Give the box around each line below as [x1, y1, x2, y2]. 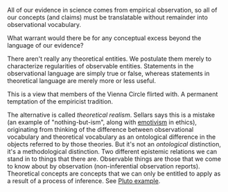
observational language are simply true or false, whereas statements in [7, 69, 210, 77]
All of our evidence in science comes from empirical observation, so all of [7, 6, 218, 14]
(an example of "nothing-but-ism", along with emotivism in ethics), [7, 118, 198, 126]
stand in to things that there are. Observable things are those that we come [7, 155, 222, 163]
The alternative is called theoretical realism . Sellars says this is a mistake [7, 111, 216, 119]
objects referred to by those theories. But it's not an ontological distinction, [7, 140, 222, 148]
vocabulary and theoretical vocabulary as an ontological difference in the [7, 133, 216, 141]
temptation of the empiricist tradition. [7, 97, 113, 106]
